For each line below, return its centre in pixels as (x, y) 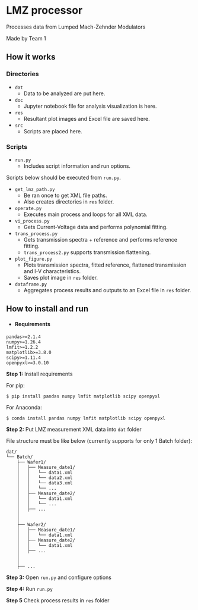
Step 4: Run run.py (30, 589)
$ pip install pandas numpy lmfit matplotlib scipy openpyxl (83, 396)
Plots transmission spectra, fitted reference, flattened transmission (105, 265)
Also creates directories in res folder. (69, 201)
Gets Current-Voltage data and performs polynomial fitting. (95, 227)
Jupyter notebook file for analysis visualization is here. (90, 106)
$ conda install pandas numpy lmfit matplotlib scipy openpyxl (86, 418)
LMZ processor (44, 10)
